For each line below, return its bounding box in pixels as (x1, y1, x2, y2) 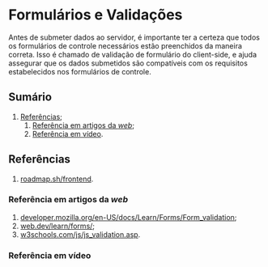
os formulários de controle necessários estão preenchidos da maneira (8, 40, 243, 50)
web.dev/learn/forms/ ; (19, 221, 96, 231)
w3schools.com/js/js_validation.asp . (19, 229, 141, 239)
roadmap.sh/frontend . (19, 174, 94, 184)
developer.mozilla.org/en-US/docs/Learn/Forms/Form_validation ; (19, 212, 237, 222)
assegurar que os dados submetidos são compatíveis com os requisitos (8, 58, 249, 68)
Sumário (8, 91, 53, 104)
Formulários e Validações (8, 6, 183, 24)
